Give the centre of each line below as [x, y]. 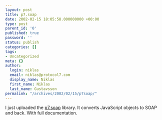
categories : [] [21, 47]
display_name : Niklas [32, 79]
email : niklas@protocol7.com [40, 75]
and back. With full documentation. [41, 113]
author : [13, 65]
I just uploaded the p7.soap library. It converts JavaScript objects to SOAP [81, 107]
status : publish [22, 42]
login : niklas [24, 70]
